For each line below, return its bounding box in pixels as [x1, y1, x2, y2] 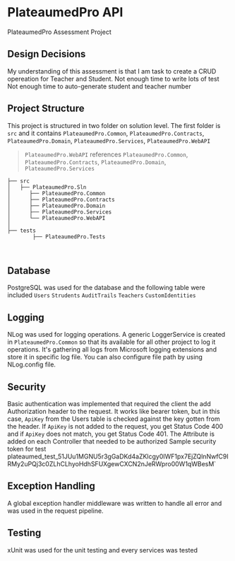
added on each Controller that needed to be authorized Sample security [7, 437, 217, 446]
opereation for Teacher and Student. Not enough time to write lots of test [7, 74, 219, 83]
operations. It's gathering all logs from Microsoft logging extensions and [7, 345, 217, 354]
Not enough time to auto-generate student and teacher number [7, 82, 192, 91]
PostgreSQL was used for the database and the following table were [7, 284, 206, 292]
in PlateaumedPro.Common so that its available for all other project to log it [7, 337, 216, 347]
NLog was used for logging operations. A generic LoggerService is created [7, 330, 226, 339]
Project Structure [7, 103, 85, 115]
